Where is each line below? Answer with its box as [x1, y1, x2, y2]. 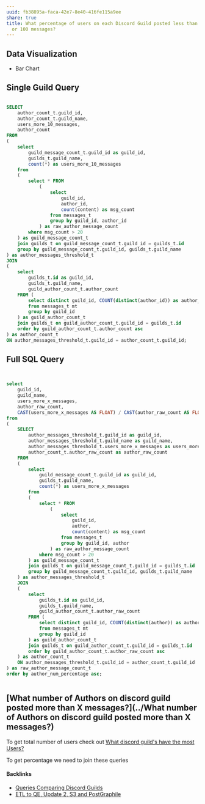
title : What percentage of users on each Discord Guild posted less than [6, 20, 198, 26]
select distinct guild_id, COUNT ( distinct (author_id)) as [28, 297, 179, 303]
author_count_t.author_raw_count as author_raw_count [28, 449, 168, 455]
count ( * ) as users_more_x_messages [38, 484, 130, 490]
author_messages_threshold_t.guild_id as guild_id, [28, 432, 163, 438]
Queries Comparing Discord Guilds [15, 784, 103, 791]
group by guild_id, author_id [49, 218, 127, 224]
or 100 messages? [12, 26, 56, 32]
